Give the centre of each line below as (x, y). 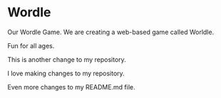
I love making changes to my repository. (66, 73)
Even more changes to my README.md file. (71, 87)
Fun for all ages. (31, 45)
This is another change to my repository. (67, 59)
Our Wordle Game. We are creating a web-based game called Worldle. (111, 32)
